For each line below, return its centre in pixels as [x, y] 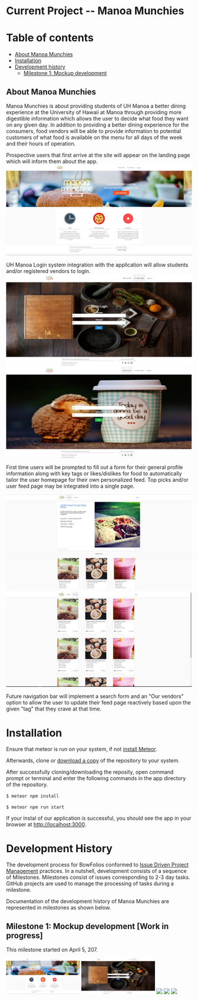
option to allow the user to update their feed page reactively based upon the [98, 703]
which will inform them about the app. [52, 161]
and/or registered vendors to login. [48, 271]
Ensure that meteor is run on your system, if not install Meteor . [82, 749]
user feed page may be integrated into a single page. [70, 486]
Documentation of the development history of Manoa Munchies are [88, 901]
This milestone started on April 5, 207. [52, 950]
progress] [24, 935]
